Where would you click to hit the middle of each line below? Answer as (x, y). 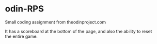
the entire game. (21, 36)
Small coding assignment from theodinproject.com (55, 22)
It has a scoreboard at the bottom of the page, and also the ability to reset (78, 31)
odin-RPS (24, 9)
